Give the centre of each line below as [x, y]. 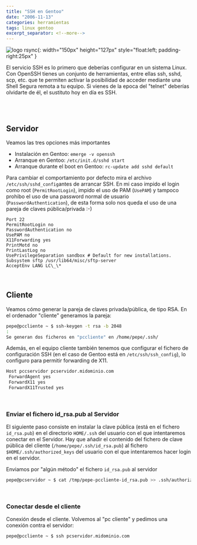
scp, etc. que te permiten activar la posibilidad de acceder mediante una [94, 80]
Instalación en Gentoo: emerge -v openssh [65, 154]
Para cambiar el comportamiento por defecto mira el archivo [79, 178]
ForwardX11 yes [27, 382]
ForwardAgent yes [30, 377]
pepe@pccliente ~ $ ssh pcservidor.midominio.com [68, 536]
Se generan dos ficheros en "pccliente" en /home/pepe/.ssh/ [82, 337]
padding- [169, 50]
